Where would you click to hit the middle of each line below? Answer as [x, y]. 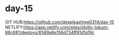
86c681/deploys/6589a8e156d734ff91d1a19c [50, 32]
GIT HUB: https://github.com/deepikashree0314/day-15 [59, 22]
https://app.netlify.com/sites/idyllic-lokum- [66, 27]
